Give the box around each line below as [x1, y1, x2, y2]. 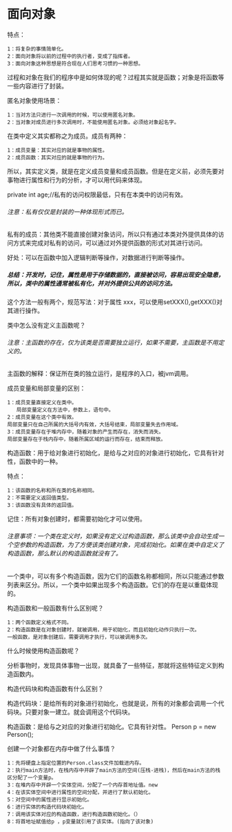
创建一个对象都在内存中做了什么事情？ [7, 744, 116, 753]
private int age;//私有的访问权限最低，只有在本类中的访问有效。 [7, 190, 187, 199]
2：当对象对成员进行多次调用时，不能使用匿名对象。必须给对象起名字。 [7, 119, 180, 126]
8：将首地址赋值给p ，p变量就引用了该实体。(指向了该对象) [7, 818, 154, 825]
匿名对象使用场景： [7, 96, 62, 104]
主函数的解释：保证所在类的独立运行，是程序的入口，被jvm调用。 [7, 370, 193, 378]
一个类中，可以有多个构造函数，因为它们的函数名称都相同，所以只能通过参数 [7, 572, 224, 580]
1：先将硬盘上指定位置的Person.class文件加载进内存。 [7, 760, 145, 766]
